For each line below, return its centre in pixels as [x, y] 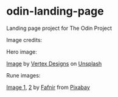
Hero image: [22, 52]
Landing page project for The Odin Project [59, 28]
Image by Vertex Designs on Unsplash [54, 63]
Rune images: [23, 75]
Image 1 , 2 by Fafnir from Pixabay [48, 87]
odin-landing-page [55, 11]
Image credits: [24, 40]
